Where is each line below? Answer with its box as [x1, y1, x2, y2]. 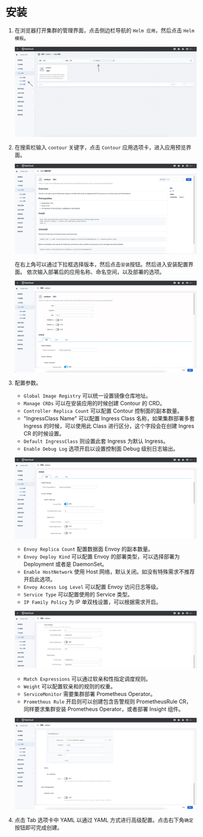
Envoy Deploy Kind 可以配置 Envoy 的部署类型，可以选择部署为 [23, 552, 180, 560]
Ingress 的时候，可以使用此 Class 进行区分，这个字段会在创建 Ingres [23, 422, 195, 429]
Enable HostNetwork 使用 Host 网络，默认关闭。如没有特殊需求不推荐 [23, 567, 195, 575]
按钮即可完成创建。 [14, 824, 63, 832]
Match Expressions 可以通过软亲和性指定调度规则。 [23, 675, 151, 683]
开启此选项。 [23, 575, 56, 583]
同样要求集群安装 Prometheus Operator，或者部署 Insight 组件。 [23, 706, 184, 713]
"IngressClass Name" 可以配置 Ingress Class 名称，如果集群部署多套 [23, 414, 195, 422]
